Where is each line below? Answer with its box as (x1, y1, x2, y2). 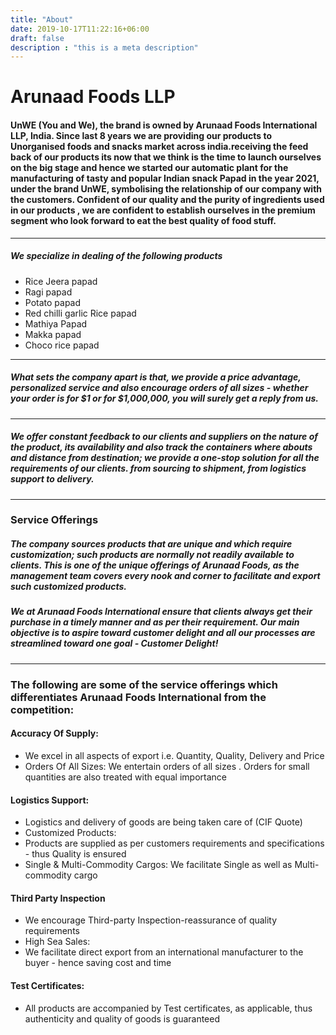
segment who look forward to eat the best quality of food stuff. (10, 215, 277, 227)
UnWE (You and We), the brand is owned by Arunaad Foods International (10, 119, 318, 131)
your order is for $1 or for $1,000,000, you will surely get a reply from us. (10, 392, 319, 405)
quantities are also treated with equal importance (24, 771, 227, 783)
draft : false (10, 33, 65, 43)
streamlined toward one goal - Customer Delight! (10, 637, 219, 650)
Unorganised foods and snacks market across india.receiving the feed (10, 141, 309, 153)
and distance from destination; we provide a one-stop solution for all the (10, 452, 320, 464)
